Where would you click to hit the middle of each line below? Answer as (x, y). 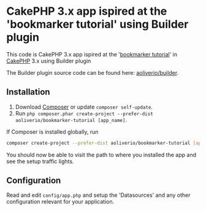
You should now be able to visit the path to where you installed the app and (101, 155)
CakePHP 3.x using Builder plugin (49, 61)
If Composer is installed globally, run (53, 132)
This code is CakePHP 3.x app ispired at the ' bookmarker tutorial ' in (92, 54)
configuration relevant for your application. (60, 202)
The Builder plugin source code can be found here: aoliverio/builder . (93, 72)
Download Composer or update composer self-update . (84, 107)
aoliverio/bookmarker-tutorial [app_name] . (71, 120)
